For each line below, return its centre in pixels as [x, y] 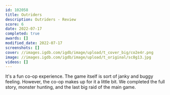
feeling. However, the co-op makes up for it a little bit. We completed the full [85, 82]
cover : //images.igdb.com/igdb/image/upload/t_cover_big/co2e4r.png [79, 52]
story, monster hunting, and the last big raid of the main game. [71, 87]
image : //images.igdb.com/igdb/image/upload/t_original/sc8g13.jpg [78, 57]
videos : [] [17, 62]
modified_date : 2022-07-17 [34, 43]
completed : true [22, 34]
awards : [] [17, 39]
